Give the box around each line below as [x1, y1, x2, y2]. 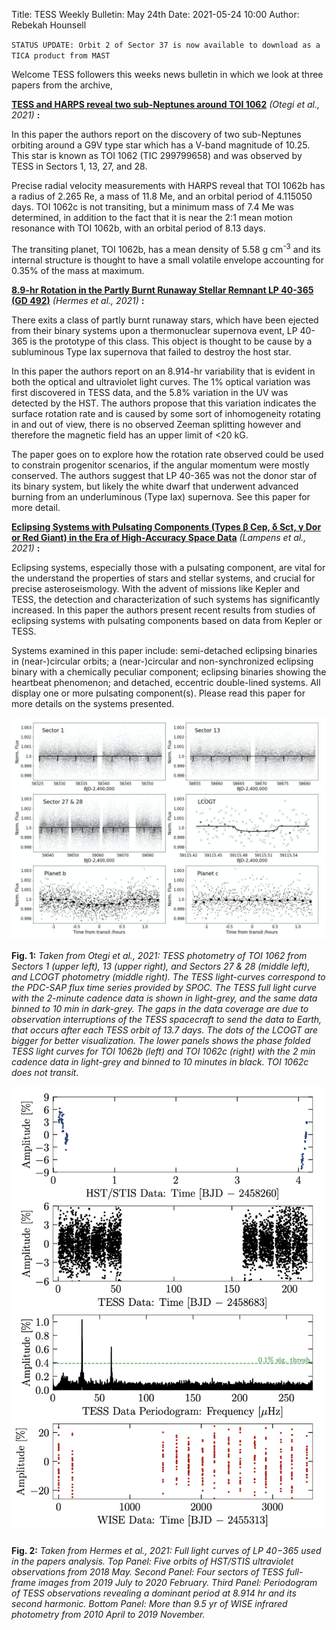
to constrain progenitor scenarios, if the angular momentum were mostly [11, 459, 310, 471]
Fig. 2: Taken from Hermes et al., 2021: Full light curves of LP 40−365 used [11, 1544, 322, 1556]
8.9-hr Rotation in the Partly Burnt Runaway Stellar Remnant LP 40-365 [11, 284, 314, 296]
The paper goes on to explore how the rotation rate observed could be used [11, 448, 324, 460]
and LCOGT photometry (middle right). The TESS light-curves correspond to [11, 971, 326, 983]
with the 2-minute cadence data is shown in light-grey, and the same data [11, 992, 318, 1004]
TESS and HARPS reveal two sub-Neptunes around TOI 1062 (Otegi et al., [11, 99, 321, 110]
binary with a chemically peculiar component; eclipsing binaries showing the [11, 665, 327, 678]
